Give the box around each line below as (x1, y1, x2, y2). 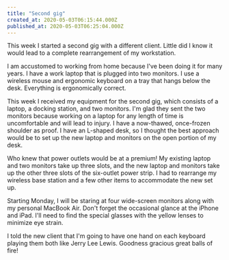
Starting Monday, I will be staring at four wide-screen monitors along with (7, 197, 214, 205)
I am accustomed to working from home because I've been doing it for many (7, 62, 223, 71)
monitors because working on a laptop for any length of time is (7, 112, 184, 120)
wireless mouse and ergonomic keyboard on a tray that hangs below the (7, 77, 211, 85)
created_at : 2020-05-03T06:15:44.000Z (7, 16, 118, 23)
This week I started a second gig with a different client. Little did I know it (7, 42, 213, 50)
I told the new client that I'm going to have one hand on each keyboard (7, 232, 206, 240)
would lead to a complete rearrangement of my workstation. (7, 49, 176, 57)
